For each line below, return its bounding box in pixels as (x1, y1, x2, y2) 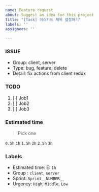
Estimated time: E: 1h (12, 164, 56, 170)
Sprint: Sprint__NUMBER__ (12, 175, 64, 182)
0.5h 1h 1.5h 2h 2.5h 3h (5, 141, 53, 146)
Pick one (17, 130, 37, 136)
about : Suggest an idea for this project (5, 12, 94, 17)
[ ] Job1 (12, 95, 29, 101)
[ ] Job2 (12, 100, 29, 106)
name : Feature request (5, 7, 53, 13)
